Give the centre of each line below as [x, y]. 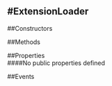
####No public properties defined [56, 63]
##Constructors [30, 28]
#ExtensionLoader [48, 12]
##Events [21, 76]
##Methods [24, 42]
